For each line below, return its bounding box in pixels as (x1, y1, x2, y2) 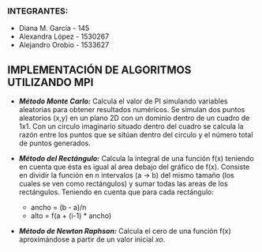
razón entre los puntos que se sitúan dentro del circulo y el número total (18, 130, 253, 140)
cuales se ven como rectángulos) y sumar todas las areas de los (18, 179, 228, 189)
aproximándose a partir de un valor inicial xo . (18, 235, 166, 244)
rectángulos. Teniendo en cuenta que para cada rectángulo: (18, 187, 215, 197)
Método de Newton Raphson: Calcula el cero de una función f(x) (18, 227, 231, 236)
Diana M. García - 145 (18, 24, 90, 33)
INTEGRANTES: (7, 6, 69, 17)
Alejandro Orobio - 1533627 (18, 40, 110, 50)
